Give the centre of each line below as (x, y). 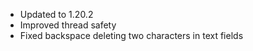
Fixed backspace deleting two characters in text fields (131, 35)
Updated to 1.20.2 (56, 14)
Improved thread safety (68, 25)
